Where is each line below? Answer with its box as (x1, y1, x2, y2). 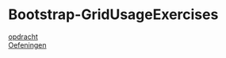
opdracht (8, 32, 38, 41)
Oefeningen (8, 40, 47, 49)
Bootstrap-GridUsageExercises (8, 6, 219, 24)
